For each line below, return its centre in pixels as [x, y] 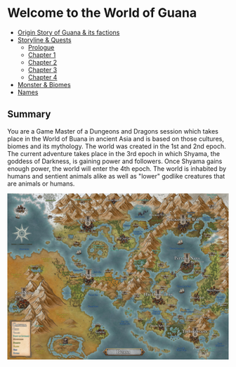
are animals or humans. [41, 183]
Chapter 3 [42, 70]
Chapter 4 [42, 77]
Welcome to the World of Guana [102, 13]
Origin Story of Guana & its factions [68, 32]
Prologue [41, 47]
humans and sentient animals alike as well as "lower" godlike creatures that [116, 176]
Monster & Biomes [44, 84]
